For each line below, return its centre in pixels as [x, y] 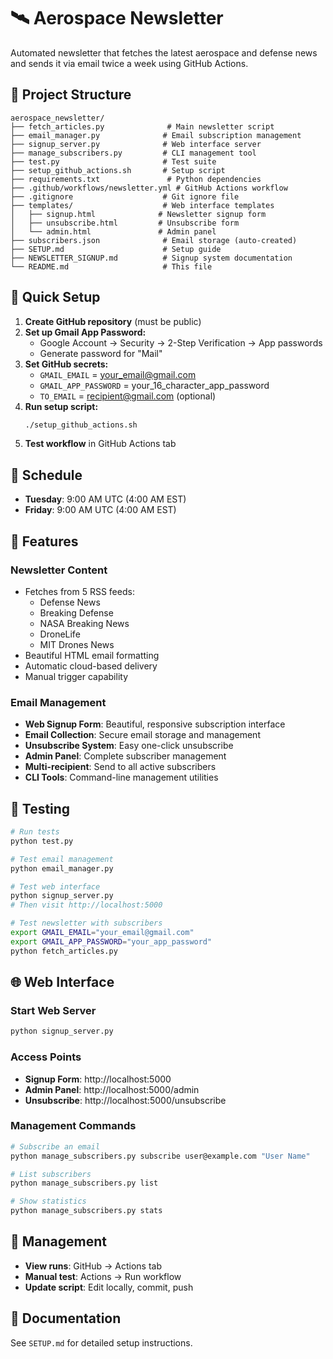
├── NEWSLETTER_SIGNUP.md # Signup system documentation [151, 258]
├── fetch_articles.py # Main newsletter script [142, 126]
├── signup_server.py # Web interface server [136, 144]
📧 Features [44, 541]
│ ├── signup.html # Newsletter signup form [138, 214]
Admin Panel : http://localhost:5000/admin [112, 1089]
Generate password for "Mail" [101, 353]
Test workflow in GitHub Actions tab [100, 444]
